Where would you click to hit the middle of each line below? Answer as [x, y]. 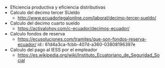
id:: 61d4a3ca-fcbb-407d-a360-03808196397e [87, 44]
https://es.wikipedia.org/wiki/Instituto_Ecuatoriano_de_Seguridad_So [89, 55]
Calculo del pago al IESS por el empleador [54, 50]
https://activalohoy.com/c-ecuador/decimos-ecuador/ [73, 28]
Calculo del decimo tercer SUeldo [45, 12]
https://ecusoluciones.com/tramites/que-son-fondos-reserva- [82, 39]
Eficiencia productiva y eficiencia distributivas [58, 7]
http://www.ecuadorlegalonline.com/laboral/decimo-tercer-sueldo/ [87, 18]
